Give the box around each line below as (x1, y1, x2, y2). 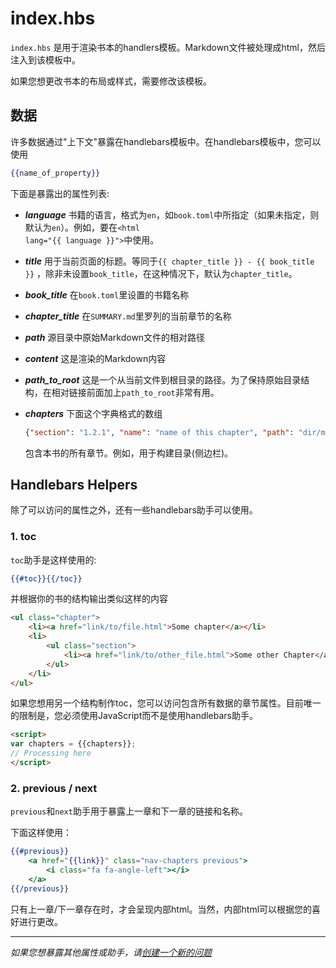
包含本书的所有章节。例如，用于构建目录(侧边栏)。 (24, 447, 234, 459)
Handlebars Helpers (10, 476, 138, 493)
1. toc (10, 530, 37, 544)
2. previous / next (10, 781, 98, 795)
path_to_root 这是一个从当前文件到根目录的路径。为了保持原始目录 (24, 373, 302, 386)
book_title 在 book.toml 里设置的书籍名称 (24, 288, 190, 301)
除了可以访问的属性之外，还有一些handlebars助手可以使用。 (10, 504, 258, 516)
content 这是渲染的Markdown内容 (24, 352, 167, 364)
